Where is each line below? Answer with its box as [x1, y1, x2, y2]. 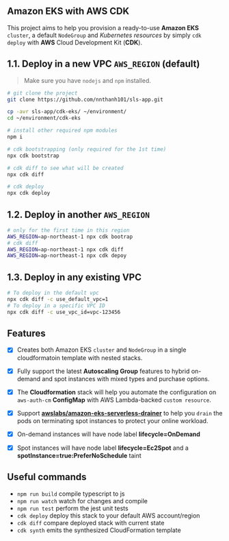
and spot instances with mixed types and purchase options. [42, 374, 210, 383]
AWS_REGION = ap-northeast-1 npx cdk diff [7, 246, 124, 253]
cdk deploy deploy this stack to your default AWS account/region [16, 511, 200, 520]
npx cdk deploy [7, 190, 51, 197]
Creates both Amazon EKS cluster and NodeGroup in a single [16, 346, 187, 354]
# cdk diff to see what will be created [7, 165, 124, 171]
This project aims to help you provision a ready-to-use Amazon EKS [7, 23, 200, 32]
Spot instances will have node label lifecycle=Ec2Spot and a [16, 444, 189, 452]
